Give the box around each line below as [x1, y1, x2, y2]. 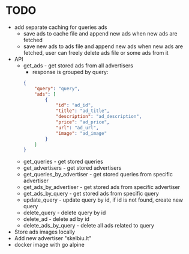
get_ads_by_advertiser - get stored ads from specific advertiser [23, 184, 181, 191]
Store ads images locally [14, 228, 76, 235]
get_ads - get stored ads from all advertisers [23, 61, 133, 69]
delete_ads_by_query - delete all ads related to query [23, 222, 154, 229]
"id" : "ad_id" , [55, 102, 94, 108]
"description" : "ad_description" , [55, 114, 142, 120]
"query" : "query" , [34, 85, 80, 91]
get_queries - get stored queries [23, 158, 103, 166]
